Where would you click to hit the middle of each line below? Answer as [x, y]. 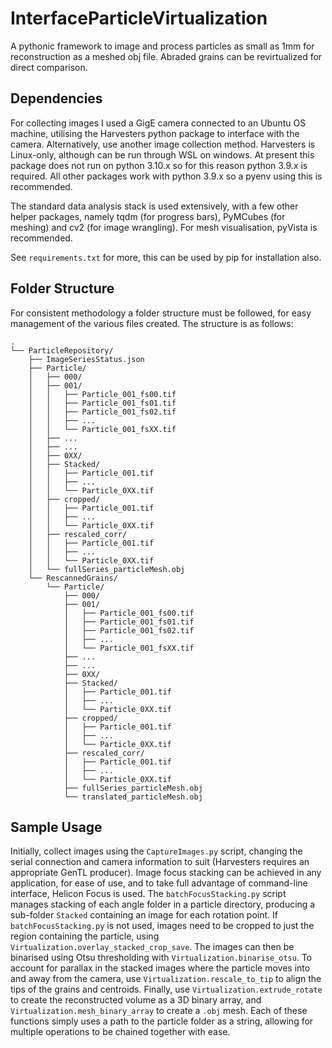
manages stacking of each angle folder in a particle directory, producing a [163, 904]
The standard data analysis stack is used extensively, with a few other [154, 206]
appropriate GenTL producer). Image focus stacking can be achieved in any [166, 873]
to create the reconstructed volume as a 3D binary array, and [136, 1000]
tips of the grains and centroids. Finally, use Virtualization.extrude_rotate [166, 989]
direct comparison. [49, 67]
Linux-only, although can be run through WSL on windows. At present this [162, 154]
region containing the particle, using [85, 936]
